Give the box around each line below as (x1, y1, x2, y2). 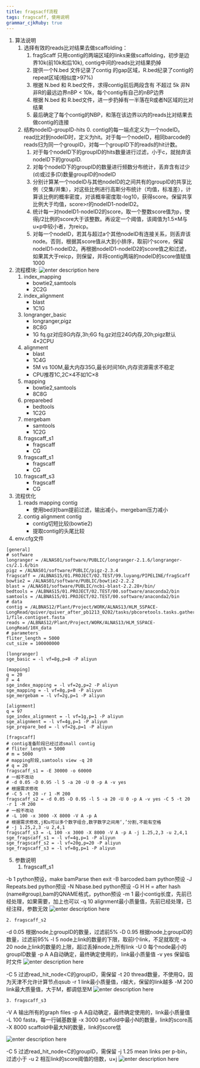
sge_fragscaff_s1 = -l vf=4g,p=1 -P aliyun (6, 835, 116, 841)
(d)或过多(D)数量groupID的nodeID (32, 171, 116, 178)
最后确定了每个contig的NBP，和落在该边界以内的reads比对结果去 (32, 111, 193, 119)
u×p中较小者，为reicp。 (32, 223, 92, 230)
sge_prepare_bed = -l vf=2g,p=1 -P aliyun (6, 724, 113, 730)
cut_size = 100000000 (6, 641, 60, 647)
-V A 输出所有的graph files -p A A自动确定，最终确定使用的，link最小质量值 (6, 1009, 190, 1016)
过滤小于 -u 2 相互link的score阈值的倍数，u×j (6, 1055, 117, 1063)
